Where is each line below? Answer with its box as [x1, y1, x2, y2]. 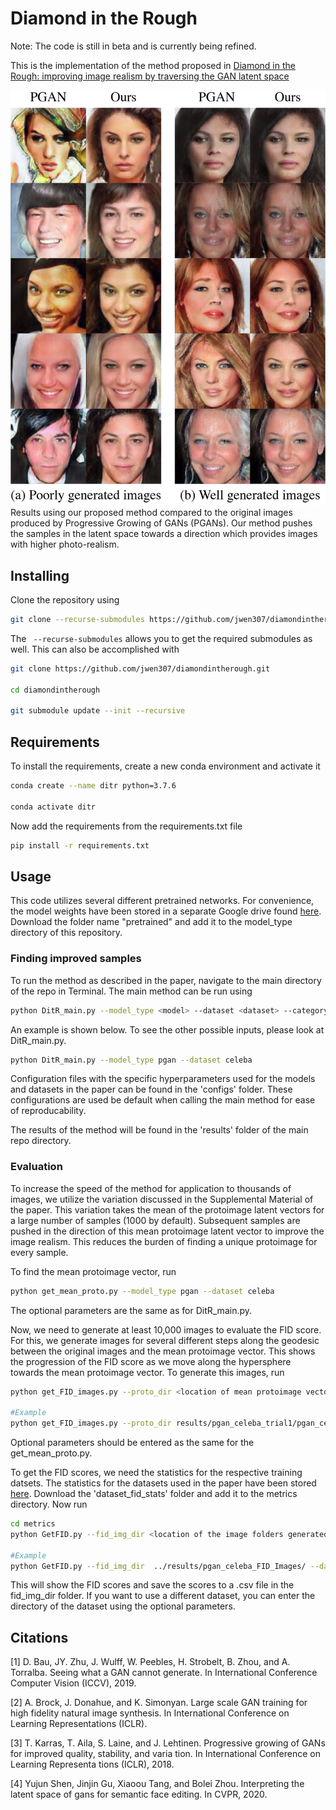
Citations [10, 1629, 69, 1646]
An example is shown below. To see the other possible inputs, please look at [10, 1023, 325, 1036]
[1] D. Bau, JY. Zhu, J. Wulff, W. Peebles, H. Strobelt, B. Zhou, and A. [10, 1656, 291, 1668]
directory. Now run [10, 1498, 88, 1511]
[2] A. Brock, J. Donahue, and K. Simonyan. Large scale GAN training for [10, 1697, 308, 1709]
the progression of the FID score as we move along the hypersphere [10, 1355, 292, 1367]
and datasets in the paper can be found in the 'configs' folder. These [10, 1083, 293, 1096]
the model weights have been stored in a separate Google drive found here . [10, 905, 322, 917]
